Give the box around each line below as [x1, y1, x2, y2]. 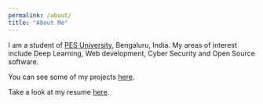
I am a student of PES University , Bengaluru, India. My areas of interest [8, 40, 238, 49]
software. [8, 56, 39, 66]
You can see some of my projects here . [8, 72, 135, 81]
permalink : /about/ [8, 11, 72, 20]
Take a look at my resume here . [8, 87, 110, 96]
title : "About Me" [8, 19, 68, 27]
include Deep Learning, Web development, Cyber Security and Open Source [8, 48, 255, 58]
